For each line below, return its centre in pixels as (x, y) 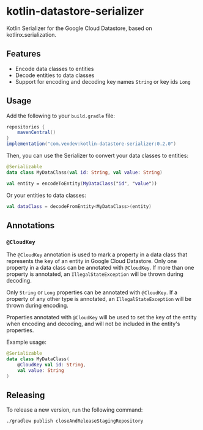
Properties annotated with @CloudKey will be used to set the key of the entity (102, 317)
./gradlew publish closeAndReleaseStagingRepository (75, 421)
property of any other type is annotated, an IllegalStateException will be (99, 299)
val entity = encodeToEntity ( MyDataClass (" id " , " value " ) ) (82, 183)
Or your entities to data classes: (46, 195)
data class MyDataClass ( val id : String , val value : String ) (85, 172)
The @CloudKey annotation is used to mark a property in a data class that (97, 254)
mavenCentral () (37, 133)
